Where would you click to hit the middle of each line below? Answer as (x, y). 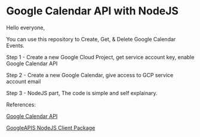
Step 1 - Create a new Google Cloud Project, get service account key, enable (100, 57)
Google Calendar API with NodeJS (93, 11)
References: (21, 104)
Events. (16, 45)
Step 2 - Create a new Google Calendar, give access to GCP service (90, 75)
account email (24, 81)
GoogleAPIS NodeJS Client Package (51, 127)
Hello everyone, (26, 28)
